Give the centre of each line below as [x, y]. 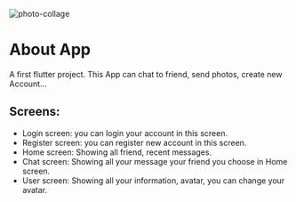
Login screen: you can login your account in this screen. [125, 133]
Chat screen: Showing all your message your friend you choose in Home [155, 161]
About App [50, 50]
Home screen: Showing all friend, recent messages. [116, 152]
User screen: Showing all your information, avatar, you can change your [153, 180]
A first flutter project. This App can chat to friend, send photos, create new [146, 74]
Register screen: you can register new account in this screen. [134, 142]
